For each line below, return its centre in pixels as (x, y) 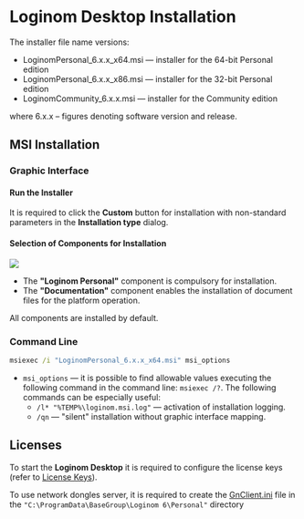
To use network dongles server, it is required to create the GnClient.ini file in (152, 494)
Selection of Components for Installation (88, 244)
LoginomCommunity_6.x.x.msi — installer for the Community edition (150, 99)
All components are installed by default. (84, 317)
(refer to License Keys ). (53, 477)
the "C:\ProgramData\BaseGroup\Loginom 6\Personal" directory (127, 504)
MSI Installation (55, 145)
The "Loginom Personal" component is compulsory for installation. (149, 281)
